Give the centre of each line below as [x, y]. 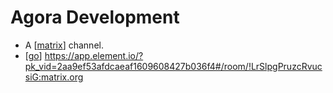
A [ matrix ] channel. [64, 45]
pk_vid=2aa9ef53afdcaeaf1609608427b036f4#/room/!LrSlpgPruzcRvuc [173, 66]
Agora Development [95, 17]
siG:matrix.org [54, 77]
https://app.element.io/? [94, 55]
